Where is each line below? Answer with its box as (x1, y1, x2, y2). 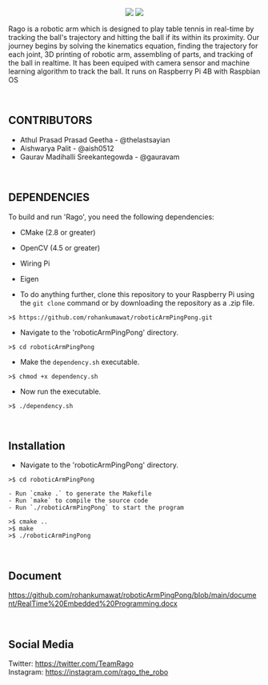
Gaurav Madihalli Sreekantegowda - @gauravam (19, 152, 180, 162)
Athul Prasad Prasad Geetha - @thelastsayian (19, 134, 170, 144)
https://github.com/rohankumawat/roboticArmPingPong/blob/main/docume (8, 591, 257, 600)
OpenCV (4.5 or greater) (19, 242, 101, 252)
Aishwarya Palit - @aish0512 (19, 143, 114, 153)
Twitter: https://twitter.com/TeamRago (8, 659, 134, 668)
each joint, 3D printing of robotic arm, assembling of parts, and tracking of (8, 50, 254, 59)
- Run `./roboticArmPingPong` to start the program (8, 504, 184, 512)
